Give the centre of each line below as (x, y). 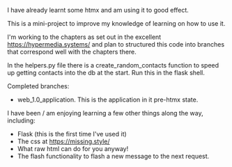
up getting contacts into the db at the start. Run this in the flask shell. (106, 73)
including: (22, 120)
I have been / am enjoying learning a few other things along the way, (105, 113)
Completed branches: (38, 86)
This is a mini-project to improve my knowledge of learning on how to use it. (116, 23)
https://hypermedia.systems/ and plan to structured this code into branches (116, 44)
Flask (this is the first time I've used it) (72, 134)
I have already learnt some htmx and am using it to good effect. (98, 10)
